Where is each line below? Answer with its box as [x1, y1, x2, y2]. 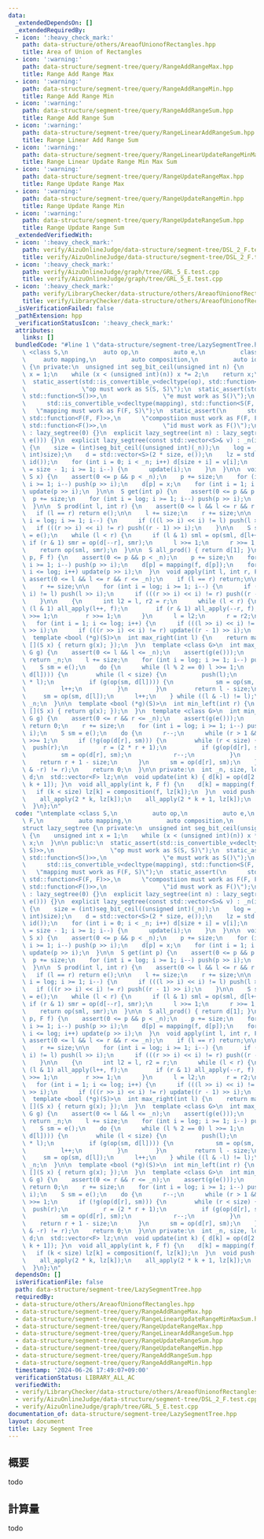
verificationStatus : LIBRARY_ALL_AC [15, 1374, 135, 1381]
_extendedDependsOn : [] [15, 19, 93, 27]
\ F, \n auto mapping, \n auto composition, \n [22, 817, 234, 825]
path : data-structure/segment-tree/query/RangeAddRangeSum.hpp [22, 107, 234, 115]
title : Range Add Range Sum [22, 114, 114, 122]
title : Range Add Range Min [22, 92, 114, 100]
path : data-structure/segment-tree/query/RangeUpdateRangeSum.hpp [22, 217, 244, 224]
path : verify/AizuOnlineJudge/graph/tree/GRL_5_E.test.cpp [22, 268, 220, 276]
